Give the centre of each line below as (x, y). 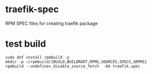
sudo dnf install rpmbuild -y (37, 57)
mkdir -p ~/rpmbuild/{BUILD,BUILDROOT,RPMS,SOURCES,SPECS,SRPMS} (76, 62)
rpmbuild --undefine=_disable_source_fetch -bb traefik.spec (73, 66)
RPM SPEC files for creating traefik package (52, 23)
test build (26, 44)
